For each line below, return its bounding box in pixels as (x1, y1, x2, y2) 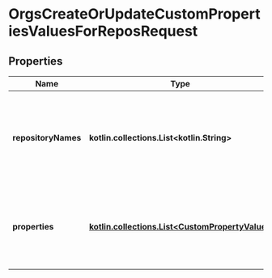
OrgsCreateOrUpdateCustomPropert (8, 5, 261, 23)
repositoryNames (12, 133, 82, 143)
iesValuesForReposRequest (8, 22, 198, 40)
